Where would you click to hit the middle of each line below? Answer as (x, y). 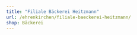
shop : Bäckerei (25, 23)
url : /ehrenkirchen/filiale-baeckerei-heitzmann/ (69, 17)
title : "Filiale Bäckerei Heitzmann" (53, 12)
